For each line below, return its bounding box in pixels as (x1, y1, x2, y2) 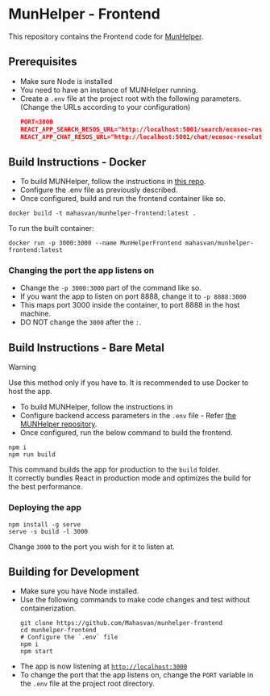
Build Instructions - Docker (8, 155, 147, 169)
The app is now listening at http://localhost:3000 (19, 661, 188, 671)
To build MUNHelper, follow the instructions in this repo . (19, 177, 206, 187)
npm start (19, 648, 54, 656)
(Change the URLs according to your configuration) (19, 102, 191, 111)
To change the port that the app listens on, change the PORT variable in (19, 670, 254, 680)
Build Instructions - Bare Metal (8, 341, 165, 354)
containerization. (19, 603, 77, 614)
